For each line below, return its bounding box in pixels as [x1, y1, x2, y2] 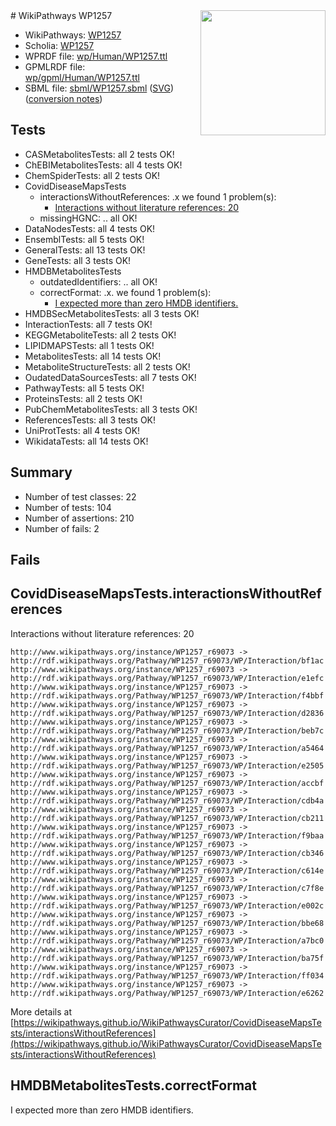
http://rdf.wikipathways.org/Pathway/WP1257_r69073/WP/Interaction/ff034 [10, 970, 325, 981]
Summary [10, 464, 73, 481]
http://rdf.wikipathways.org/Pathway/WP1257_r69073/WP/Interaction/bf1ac [10, 655, 325, 666]
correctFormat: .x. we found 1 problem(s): [39, 286, 212, 298]
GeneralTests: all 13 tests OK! [24, 244, 146, 256]
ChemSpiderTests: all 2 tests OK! [24, 169, 161, 181]
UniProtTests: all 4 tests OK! [24, 424, 141, 436]
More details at [10, 1005, 72, 1018]
